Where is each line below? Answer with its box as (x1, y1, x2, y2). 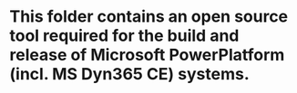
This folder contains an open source (9, 6, 289, 27)
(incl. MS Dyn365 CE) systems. (9, 64, 250, 85)
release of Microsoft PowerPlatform (9, 45, 285, 65)
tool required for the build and (9, 25, 240, 46)
